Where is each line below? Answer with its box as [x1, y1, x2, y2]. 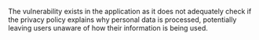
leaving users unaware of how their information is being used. [8, 24, 208, 32]
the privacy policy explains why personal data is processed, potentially [8, 15, 237, 24]
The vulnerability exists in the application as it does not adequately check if [8, 7, 252, 16]
